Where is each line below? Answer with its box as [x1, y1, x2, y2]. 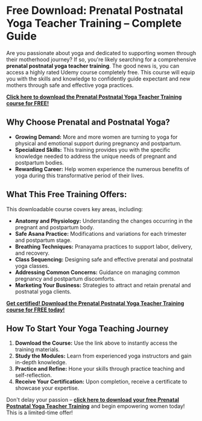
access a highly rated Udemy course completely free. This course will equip [6, 68, 195, 76]
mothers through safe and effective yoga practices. [6, 81, 134, 88]
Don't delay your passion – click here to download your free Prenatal [6, 396, 180, 403]
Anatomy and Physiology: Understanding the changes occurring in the [14, 217, 193, 224]
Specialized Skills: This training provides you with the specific [14, 146, 171, 153]
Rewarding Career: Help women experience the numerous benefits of [14, 165, 189, 172]
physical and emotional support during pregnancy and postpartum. [14, 140, 182, 147]
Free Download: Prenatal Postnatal [6, 4, 183, 18]
